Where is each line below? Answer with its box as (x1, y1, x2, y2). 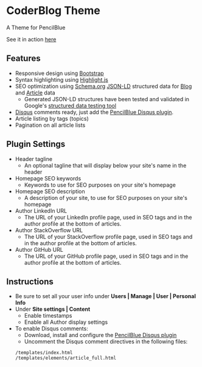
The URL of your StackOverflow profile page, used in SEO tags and (24, 233, 193, 240)
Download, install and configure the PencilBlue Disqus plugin (24, 332, 177, 339)
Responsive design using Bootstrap (15, 69, 105, 77)
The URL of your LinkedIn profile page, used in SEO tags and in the (24, 213, 192, 221)
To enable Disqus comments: (15, 325, 88, 332)
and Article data (15, 89, 56, 96)
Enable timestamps (24, 312, 72, 319)
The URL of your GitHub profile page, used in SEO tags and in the (24, 252, 189, 260)
